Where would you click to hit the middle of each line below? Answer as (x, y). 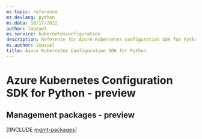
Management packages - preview (71, 115)
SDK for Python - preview (71, 93)
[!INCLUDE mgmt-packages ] (41, 129)
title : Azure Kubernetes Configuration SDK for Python (76, 51)
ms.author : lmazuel (31, 46)
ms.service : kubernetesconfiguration (54, 34)
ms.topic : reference (32, 12)
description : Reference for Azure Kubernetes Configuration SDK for (94, 40)
